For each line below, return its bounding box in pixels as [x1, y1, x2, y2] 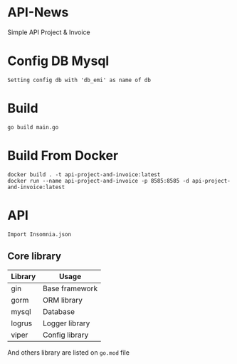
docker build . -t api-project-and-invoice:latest [7, 171, 161, 178]
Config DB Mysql [7, 53, 110, 69]
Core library [7, 251, 62, 263]
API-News [7, 4, 69, 21]
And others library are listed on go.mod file [7, 348, 130, 357]
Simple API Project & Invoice [7, 28, 90, 36]
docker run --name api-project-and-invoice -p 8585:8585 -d [7, 177, 190, 184]
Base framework [42, 283, 98, 293]
